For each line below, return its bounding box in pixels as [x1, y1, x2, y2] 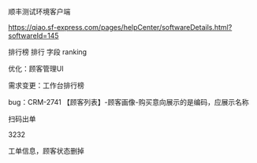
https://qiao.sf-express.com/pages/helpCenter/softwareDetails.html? [8, 23, 233, 31]
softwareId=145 [8, 31, 59, 40]
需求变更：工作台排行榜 [8, 81, 84, 90]
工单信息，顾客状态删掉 [8, 146, 84, 155]
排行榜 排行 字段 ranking [8, 47, 88, 57]
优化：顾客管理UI [8, 64, 65, 73]
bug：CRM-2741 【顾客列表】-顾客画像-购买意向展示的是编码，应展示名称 [8, 98, 250, 106]
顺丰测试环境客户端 [8, 7, 71, 16]
